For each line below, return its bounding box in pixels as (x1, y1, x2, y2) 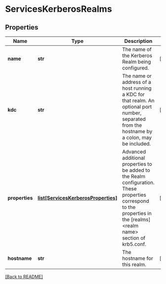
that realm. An (122, 97, 155, 104)
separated (122, 116, 146, 122)
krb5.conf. (122, 241, 147, 248)
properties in (122, 210, 152, 216)
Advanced (122, 148, 146, 155)
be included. (122, 141, 151, 147)
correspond (122, 198, 150, 204)
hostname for (122, 255, 153, 262)
